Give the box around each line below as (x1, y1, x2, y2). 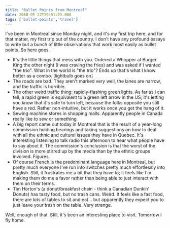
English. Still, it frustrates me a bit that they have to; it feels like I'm (12, 170, 152, 176)
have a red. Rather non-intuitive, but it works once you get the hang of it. (12, 105, 165, 111)
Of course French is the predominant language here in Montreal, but (12, 159, 155, 165)
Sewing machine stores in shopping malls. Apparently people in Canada (12, 110, 163, 117)
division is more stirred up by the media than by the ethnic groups (12, 148, 151, 155)
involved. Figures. (12, 154, 50, 160)
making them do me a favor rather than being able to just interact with (12, 175, 159, 181)
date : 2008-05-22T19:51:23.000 (5, 12, 72, 17)
